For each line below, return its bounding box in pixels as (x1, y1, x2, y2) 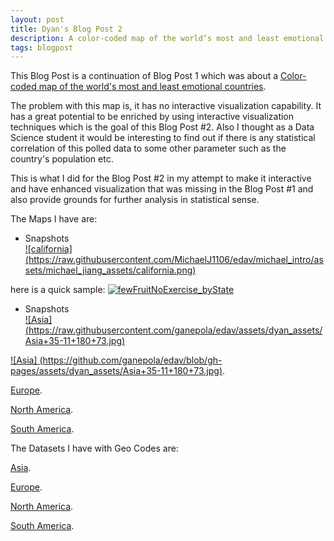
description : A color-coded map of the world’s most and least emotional (10, 33, 325, 43)
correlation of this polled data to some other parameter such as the (10, 142, 287, 155)
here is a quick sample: (10, 284, 106, 296)
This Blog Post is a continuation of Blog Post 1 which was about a (10, 70, 279, 82)
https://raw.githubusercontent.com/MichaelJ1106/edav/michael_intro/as (28, 254, 324, 266)
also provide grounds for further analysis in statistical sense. (10, 194, 260, 206)
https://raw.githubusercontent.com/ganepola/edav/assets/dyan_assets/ (28, 324, 323, 336)
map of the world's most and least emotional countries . (38, 81, 267, 93)
